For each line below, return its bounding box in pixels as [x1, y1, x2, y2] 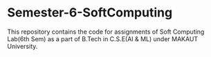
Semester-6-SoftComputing [7, 5, 173, 21]
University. [7, 42, 38, 50]
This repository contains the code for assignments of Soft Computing [7, 27, 205, 36]
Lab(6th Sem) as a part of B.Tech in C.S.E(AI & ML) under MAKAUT [7, 34, 199, 43]
